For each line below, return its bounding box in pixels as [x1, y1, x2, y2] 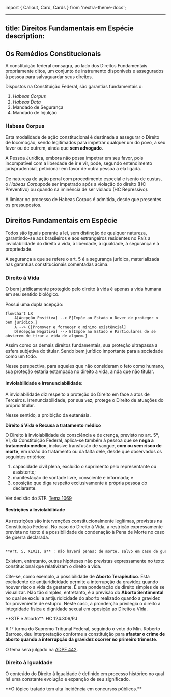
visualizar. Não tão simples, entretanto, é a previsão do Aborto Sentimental [5, 589, 164, 595]
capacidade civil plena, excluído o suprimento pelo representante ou [12, 463, 157, 469]
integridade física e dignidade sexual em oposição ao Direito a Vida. [5, 606, 148, 612]
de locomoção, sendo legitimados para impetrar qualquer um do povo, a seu [5, 139, 166, 145]
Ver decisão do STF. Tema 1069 [5, 495, 72, 501]
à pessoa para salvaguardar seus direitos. [5, 73, 93, 80]
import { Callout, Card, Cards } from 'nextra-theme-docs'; [5, 5, 126, 10]
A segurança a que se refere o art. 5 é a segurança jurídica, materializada [5, 256, 159, 262]
